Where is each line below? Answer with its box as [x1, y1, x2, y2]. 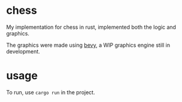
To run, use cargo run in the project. [6, 88, 95, 96]
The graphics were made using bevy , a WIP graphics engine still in [6, 41, 171, 49]
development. [6, 47, 40, 55]
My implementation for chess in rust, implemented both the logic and [6, 23, 177, 31]
